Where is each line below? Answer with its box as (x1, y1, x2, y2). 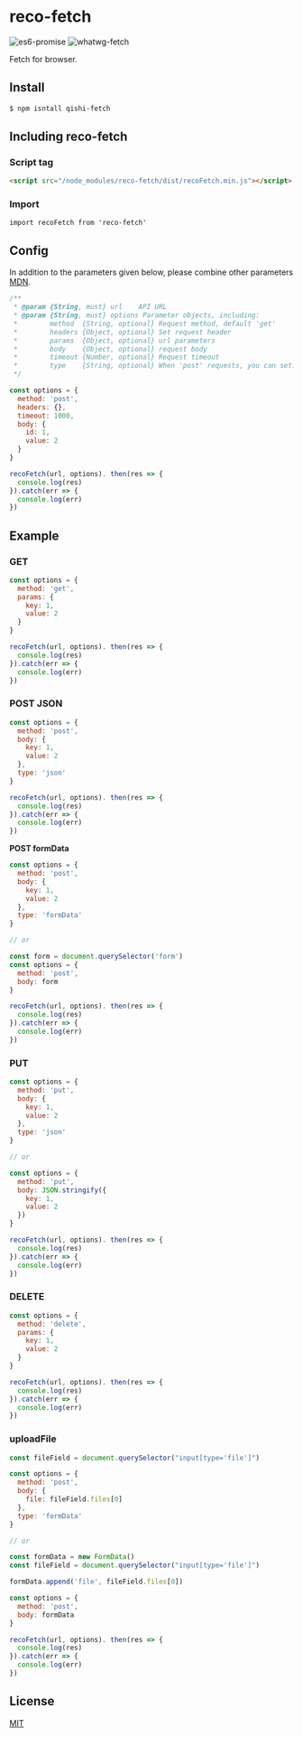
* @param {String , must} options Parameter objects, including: (13, 311, 260, 320)
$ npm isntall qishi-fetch (9, 104, 111, 113)
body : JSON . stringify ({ (17, 1186, 106, 1195)
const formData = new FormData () (9, 1553, 135, 1562)
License (9, 1694, 55, 1709)
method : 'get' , (17, 584, 75, 593)
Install (9, 80, 45, 96)
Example (9, 528, 60, 543)
